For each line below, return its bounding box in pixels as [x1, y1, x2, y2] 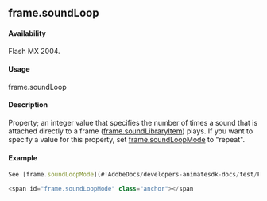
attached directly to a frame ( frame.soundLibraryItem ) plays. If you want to [8, 126, 253, 136]
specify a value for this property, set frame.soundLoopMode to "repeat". [8, 135, 245, 144]
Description [8, 100, 48, 110]
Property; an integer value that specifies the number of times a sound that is [8, 118, 258, 127]
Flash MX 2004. [8, 46, 61, 56]
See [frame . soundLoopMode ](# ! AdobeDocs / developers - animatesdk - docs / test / [8, 171, 258, 179]
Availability [8, 28, 46, 38]
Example [8, 153, 38, 162]
